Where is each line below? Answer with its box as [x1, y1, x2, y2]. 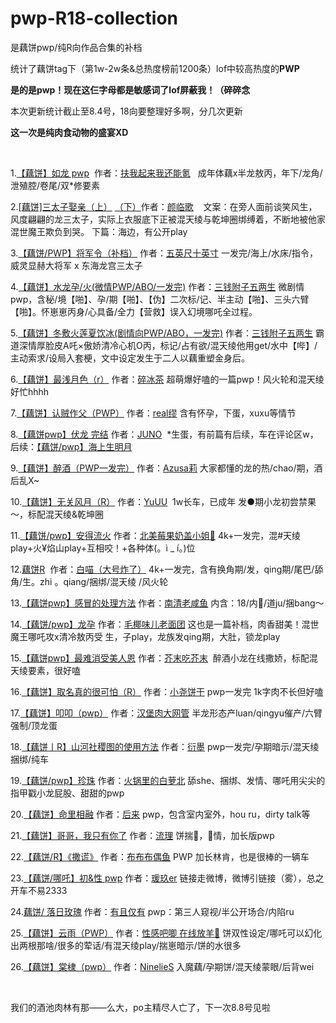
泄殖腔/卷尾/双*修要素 [10, 179, 101, 191]
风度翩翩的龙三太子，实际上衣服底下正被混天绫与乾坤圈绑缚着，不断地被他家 [10, 213, 326, 225]
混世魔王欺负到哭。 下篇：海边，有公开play [10, 225, 188, 237]
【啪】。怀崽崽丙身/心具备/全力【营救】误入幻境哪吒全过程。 [10, 305, 258, 317]
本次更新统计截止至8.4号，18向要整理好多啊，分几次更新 [10, 105, 243, 117]
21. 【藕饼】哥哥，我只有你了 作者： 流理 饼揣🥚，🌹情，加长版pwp [10, 829, 275, 841]
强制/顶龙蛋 [10, 719, 58, 731]
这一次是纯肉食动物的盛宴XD [10, 126, 129, 138]
